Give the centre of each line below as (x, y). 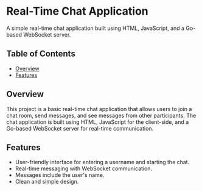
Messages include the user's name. (60, 175)
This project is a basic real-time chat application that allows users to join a (99, 109)
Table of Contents (41, 54)
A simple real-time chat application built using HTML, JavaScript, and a (95, 28)
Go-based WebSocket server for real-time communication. (80, 128)
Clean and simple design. (47, 182)
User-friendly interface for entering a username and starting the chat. (102, 162)
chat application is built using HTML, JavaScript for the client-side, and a (98, 122)
